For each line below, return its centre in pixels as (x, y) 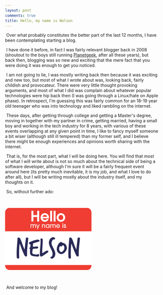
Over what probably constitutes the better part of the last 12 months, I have (81, 35)
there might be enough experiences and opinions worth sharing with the (77, 141)
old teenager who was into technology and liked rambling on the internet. (78, 106)
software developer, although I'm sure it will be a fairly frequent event (75, 167)
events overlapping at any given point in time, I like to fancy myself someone (82, 131)
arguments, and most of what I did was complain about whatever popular (78, 91)
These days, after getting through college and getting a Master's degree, (79, 115)
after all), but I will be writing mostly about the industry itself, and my (74, 177)
